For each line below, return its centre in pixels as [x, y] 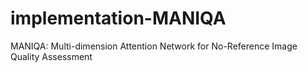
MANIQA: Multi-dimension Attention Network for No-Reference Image [154, 46]
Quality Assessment [51, 56]
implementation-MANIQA [118, 18]
